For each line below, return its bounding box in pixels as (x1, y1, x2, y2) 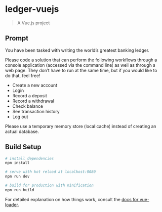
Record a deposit (12, 92, 47, 98)
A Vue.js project (17, 20, 50, 26)
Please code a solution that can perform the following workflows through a (5, 57, 157, 63)
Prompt (5, 34, 29, 42)
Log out (12, 114, 28, 120)
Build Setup (5, 143, 41, 151)
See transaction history (12, 108, 60, 114)
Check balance (12, 103, 43, 109)
